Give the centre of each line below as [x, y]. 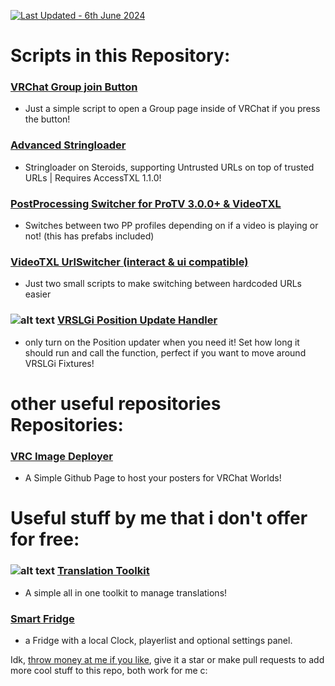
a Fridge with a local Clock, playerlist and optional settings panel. [158, 640]
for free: [45, 539]
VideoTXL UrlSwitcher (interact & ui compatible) [129, 262]
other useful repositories [116, 403]
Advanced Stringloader [68, 145]
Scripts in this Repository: [120, 56]
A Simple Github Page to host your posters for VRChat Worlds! [153, 478]
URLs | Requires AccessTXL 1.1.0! [93, 177]
